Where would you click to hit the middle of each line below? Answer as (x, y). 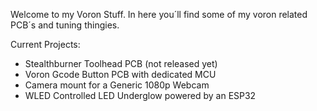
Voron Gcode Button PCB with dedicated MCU (120, 74)
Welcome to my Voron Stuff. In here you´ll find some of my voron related (159, 14)
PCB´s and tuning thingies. (65, 25)
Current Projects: (45, 44)
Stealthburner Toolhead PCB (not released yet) (121, 63)
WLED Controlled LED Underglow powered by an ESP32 (140, 95)
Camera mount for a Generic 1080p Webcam (117, 85)
